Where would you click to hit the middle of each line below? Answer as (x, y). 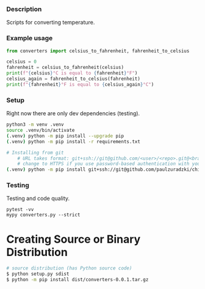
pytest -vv (20, 210)
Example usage (30, 38)
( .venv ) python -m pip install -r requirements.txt (73, 141)
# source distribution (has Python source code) (69, 268)
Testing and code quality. (38, 198)
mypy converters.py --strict (43, 215)
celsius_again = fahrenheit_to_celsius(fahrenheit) (73, 79)
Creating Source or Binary (74, 239)
